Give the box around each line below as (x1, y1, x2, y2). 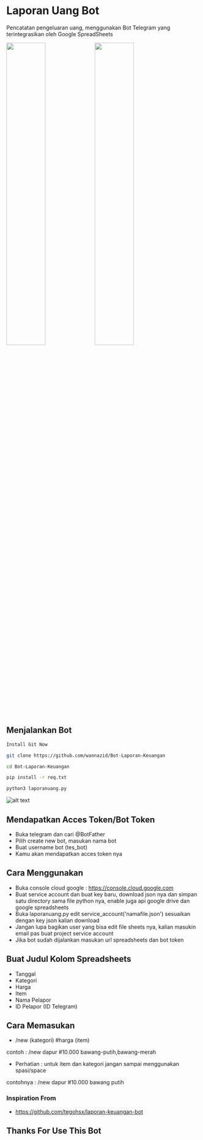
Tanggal (15, 970, 36, 977)
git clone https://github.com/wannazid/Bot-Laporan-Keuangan (6, 752, 166, 759)
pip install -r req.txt (6, 774, 67, 781)
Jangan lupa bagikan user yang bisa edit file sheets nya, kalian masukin (15, 923, 196, 931)
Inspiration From (6, 1094, 56, 1103)
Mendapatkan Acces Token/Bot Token (6, 814, 155, 825)
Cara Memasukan (6, 1020, 75, 1030)
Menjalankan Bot (6, 725, 72, 735)
